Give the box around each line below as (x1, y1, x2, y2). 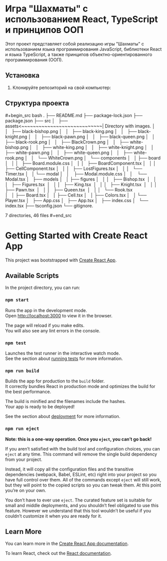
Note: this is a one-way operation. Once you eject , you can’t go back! (5, 436, 152, 442)
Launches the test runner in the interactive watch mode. (5, 350, 121, 356)
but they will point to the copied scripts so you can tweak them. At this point (5, 482, 161, 488)
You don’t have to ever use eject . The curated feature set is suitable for (5, 497, 152, 503)
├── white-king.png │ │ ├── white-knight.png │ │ (42, 144, 154, 150)
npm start (5, 297, 29, 303)
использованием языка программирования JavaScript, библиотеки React (5, 46, 162, 52)
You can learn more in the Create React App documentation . (5, 540, 129, 546)
